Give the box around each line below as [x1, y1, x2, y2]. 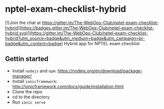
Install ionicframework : [12, 78, 58, 84]
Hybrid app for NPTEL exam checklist [64, 40, 140, 46]
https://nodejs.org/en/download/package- [57, 68, 143, 74]
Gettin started [5, 55, 49, 63]
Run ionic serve [12, 99, 46, 105]
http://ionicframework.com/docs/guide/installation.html [12, 83, 124, 89]
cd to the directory [12, 94, 50, 100]
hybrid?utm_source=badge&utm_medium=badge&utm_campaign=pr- [5, 35, 145, 41]
